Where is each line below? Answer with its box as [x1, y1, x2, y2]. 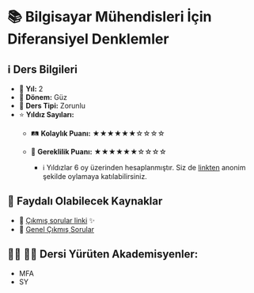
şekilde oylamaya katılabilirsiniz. [42, 172, 147, 181]
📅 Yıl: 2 [18, 84, 44, 93]
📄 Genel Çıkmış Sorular [18, 224, 95, 234]
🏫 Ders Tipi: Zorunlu [18, 101, 86, 110]
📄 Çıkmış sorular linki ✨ [18, 215, 96, 225]
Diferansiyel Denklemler [7, 30, 169, 48]
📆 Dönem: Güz [18, 93, 68, 101]
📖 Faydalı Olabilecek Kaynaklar [7, 195, 163, 208]
